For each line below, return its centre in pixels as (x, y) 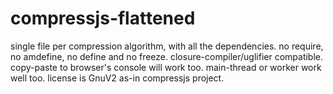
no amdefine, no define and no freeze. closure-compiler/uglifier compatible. (167, 56)
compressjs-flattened (103, 18)
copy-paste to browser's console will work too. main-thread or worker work (166, 67)
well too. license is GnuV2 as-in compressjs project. (117, 78)
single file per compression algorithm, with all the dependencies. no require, (167, 46)
